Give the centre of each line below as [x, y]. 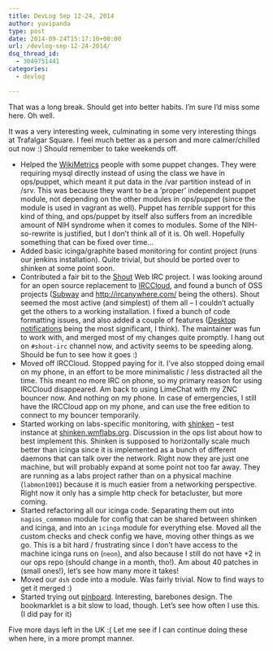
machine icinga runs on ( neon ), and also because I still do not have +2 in [141, 553]
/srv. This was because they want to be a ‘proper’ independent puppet [138, 190]
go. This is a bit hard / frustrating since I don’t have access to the [129, 544]
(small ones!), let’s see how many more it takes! [100, 570]
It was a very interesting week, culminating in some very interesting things [132, 131]
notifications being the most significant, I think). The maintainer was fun [140, 328]
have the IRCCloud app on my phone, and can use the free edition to [135, 406]
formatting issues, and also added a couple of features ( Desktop [128, 320]
